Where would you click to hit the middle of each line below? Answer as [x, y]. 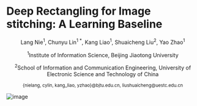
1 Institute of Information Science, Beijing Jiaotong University [103, 54]
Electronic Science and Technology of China [103, 74]
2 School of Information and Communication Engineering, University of [103, 67]
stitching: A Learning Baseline [84, 24]
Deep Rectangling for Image [79, 11]
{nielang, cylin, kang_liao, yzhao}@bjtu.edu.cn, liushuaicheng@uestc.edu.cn [103, 85]
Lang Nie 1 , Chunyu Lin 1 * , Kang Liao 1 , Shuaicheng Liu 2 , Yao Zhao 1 [103, 41]
